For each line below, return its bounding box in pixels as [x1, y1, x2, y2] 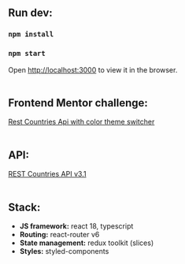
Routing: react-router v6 [19, 230, 100, 240]
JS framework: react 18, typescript [19, 221, 134, 231]
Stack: [8, 200, 41, 214]
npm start [8, 49, 46, 58]
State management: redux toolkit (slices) [19, 238, 154, 247]
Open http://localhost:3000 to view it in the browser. [8, 65, 178, 74]
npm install [8, 30, 54, 39]
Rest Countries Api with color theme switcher [8, 117, 155, 127]
